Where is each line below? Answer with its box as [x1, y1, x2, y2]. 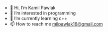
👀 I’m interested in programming [9, 10, 76, 16]
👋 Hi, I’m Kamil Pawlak [9, 5, 56, 10]
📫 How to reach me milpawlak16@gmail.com [9, 21, 103, 27]
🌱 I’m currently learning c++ [9, 15, 68, 21]
